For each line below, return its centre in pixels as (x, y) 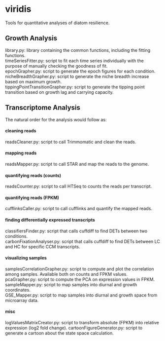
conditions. (16, 236)
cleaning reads (21, 131)
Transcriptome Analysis (43, 108)
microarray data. (22, 300)
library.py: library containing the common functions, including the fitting (78, 50)
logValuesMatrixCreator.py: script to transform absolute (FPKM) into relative (82, 322)
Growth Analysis (31, 38)
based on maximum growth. (33, 81)
